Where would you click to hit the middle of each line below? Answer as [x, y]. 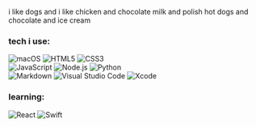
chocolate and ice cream [50, 20]
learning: [27, 97]
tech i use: [29, 41]
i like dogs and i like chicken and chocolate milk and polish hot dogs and [128, 12]
